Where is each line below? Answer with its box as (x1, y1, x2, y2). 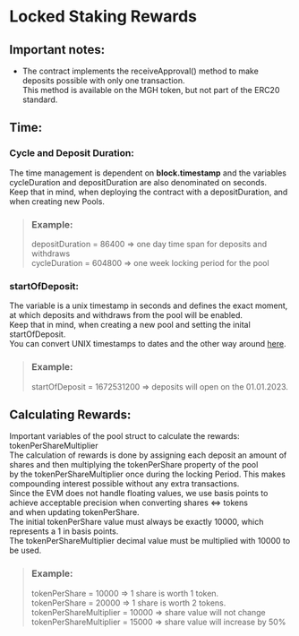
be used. (9, 545, 42, 556)
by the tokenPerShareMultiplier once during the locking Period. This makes (9, 468, 286, 480)
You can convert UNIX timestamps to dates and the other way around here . (9, 339, 286, 349)
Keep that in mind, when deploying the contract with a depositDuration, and (9, 186, 288, 197)
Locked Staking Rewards (9, 6, 198, 27)
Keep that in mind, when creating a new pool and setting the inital (9, 320, 251, 331)
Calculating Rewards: (9, 407, 132, 422)
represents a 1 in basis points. (9, 526, 119, 537)
